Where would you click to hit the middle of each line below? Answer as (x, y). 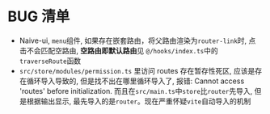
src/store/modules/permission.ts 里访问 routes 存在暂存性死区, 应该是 (137, 70)
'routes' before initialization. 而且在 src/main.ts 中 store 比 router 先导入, (136, 91)
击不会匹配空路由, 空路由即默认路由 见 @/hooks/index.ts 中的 (119, 50)
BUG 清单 (39, 17)
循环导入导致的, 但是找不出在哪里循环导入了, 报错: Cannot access (135, 81)
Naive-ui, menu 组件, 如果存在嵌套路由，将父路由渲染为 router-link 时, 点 (137, 40)
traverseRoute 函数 (50, 61)
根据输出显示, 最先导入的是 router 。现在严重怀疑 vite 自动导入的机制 (139, 101)
